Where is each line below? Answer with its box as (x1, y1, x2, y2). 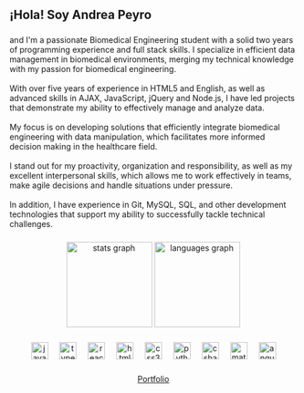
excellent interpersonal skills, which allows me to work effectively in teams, (9, 171, 292, 181)
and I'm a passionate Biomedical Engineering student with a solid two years (9, 35, 294, 46)
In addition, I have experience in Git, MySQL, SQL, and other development (9, 200, 287, 211)
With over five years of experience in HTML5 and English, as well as (9, 83, 266, 94)
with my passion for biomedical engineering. (9, 64, 176, 75)
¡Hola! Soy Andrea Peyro (9, 7, 152, 23)
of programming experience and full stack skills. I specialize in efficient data (9, 45, 296, 56)
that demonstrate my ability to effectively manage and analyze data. (9, 102, 265, 113)
